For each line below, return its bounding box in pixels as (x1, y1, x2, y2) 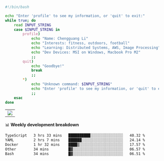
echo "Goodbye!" (31, 64, 64, 69)
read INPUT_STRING (14, 23, 51, 27)
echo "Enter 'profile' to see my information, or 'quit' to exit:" (5, 13, 145, 18)
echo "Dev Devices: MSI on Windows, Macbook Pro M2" (31, 49, 141, 55)
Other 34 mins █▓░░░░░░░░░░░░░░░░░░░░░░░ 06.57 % (5, 147, 145, 152)
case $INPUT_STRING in (14, 27, 60, 32)
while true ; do (5, 18, 36, 23)
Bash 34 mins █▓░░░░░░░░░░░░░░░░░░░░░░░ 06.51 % (5, 151, 145, 156)
